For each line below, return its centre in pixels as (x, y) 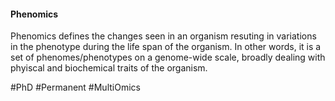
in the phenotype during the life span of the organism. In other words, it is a (166, 47)
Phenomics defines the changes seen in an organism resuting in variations (163, 36)
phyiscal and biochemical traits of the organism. (109, 68)
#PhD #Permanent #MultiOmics (75, 87)
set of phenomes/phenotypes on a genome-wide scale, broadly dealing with (168, 57)
